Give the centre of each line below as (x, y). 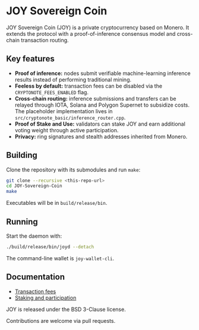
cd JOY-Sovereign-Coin (34, 186)
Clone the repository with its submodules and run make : (73, 169)
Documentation (36, 277)
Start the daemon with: (34, 236)
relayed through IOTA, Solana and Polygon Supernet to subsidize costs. (102, 105)
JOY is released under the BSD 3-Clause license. (66, 309)
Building (22, 155)
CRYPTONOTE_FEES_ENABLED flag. (52, 92)
